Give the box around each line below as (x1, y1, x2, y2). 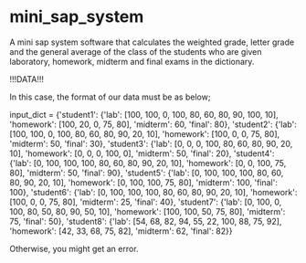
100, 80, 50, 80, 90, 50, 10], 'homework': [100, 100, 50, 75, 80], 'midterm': (9, 205, 286, 216)
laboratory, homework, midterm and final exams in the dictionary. (9, 56, 255, 67)
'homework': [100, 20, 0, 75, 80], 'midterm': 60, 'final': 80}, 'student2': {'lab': (9, 119, 297, 130)
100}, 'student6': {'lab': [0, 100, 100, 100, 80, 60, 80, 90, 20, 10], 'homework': (9, 186, 298, 197)
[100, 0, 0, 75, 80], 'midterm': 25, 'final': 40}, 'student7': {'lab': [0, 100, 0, (9, 196, 282, 207)
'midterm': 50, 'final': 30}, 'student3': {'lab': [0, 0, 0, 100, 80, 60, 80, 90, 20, (9, 138, 293, 149)
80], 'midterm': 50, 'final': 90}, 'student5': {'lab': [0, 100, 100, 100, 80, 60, (9, 167, 284, 178)
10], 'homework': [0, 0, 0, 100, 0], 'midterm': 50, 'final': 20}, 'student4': (9, 148, 275, 159)
